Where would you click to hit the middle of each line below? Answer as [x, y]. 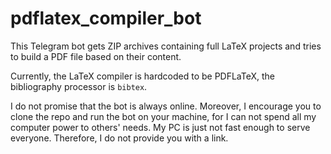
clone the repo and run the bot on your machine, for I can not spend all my [163, 116]
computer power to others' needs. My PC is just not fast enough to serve [160, 127]
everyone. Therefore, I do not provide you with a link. [119, 138]
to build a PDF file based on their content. [96, 56]
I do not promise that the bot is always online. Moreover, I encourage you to [166, 106]
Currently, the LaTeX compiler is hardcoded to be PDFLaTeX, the [143, 76]
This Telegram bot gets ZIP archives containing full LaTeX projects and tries [166, 46]
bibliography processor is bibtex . [79, 86]
